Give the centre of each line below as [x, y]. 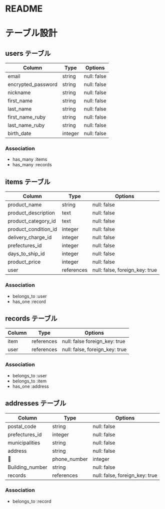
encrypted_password [32, 84]
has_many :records [32, 165]
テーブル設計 [31, 33]
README [24, 9]
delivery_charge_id [30, 238]
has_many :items [30, 159]
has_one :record [29, 301]
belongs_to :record [32, 501]
